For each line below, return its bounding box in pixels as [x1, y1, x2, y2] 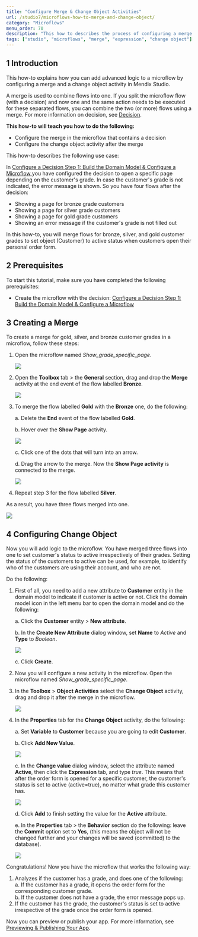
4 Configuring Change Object [6, 529, 117, 539]
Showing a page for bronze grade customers [14, 200, 124, 207]
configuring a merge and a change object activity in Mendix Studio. [6, 80, 171, 87]
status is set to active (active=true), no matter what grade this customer [14, 781, 190, 788]
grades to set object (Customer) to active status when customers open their [6, 237, 191, 244]
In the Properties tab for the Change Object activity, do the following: [14, 716, 186, 723]
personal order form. [6, 243, 57, 250]
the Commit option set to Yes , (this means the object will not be [14, 828, 171, 835]
